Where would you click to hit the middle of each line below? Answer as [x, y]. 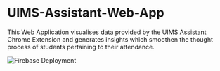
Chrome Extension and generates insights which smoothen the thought [110, 39]
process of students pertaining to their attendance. [81, 47]
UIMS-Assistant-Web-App [86, 13]
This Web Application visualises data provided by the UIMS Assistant [107, 32]
